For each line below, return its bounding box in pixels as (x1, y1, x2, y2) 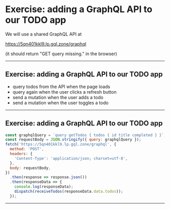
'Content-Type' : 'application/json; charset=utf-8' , (14, 156, 128, 161)
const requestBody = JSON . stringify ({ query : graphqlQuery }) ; (5, 137, 142, 142)
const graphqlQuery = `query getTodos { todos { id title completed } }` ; (5, 133, 166, 138)
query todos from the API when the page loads (12, 83, 110, 90)
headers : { (10, 151, 33, 156)
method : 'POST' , (10, 147, 44, 152)
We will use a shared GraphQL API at (5, 31, 82, 37)
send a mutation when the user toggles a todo (12, 100, 109, 106)
